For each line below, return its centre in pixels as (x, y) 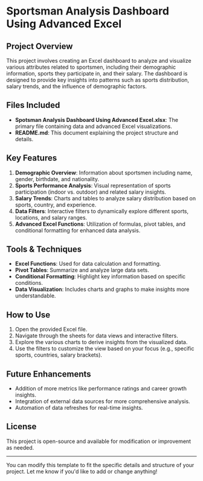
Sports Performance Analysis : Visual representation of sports (93, 185)
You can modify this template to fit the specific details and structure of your (100, 465)
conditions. (29, 283)
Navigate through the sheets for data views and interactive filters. (96, 336)
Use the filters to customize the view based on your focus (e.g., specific (105, 349)
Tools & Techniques (44, 250)
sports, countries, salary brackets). (59, 355)
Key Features (32, 158)
